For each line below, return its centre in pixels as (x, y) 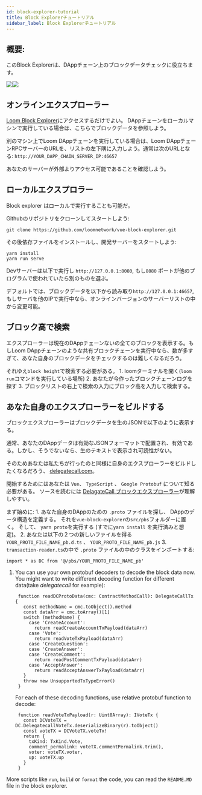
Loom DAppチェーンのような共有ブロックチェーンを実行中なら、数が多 (99, 350)
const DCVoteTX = (45, 721)
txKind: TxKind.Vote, (56, 742)
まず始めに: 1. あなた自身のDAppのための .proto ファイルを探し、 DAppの (98, 512)
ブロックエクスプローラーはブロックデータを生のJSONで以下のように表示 (98, 423)
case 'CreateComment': (57, 655)
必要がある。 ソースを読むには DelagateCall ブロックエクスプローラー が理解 (101, 492)
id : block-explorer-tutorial (43, 12)
